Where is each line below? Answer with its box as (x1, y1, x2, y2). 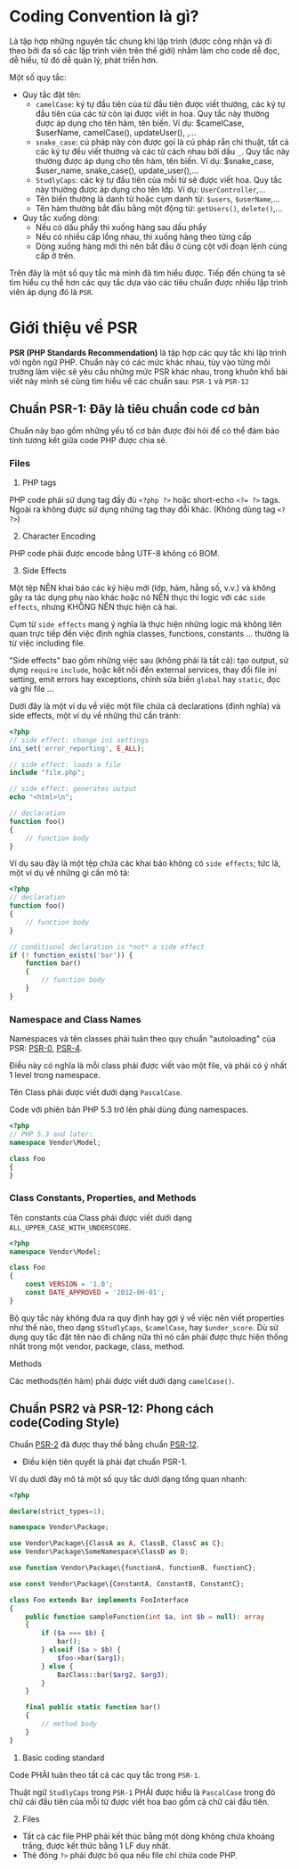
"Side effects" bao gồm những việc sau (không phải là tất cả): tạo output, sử (9, 655, 289, 665)
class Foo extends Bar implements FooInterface (9, 1595, 190, 1604)
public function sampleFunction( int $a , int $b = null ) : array (25, 1612, 265, 1621)
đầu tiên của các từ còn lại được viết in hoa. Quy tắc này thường (35, 108, 270, 119)
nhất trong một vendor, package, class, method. (9, 1340, 185, 1352)
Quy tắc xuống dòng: (21, 212, 100, 223)
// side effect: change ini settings (9, 736, 149, 745)
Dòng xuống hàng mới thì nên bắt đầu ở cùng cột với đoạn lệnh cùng (35, 241, 287, 251)
